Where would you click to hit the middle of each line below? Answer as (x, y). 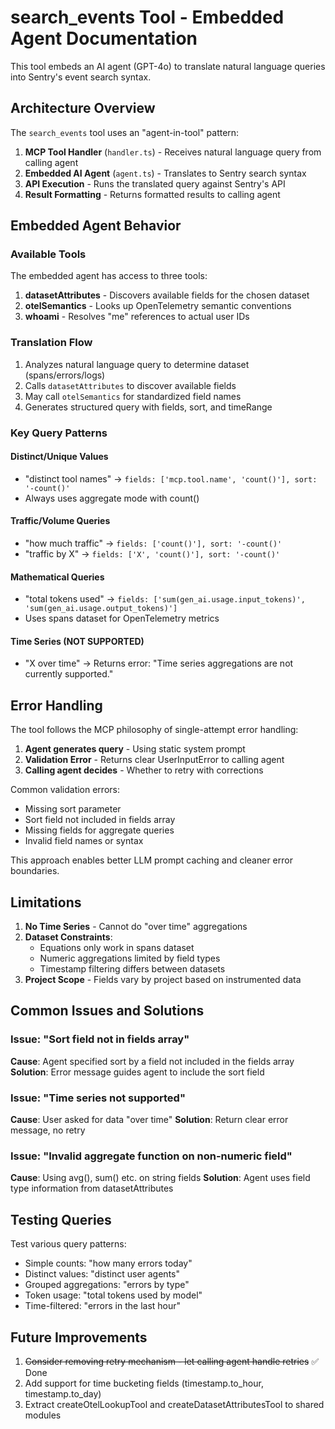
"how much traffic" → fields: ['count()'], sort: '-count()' (153, 543)
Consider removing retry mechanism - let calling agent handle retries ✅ (172, 1361)
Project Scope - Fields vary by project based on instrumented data (163, 980)
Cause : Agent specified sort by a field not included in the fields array (152, 1061)
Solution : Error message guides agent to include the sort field (137, 1072)
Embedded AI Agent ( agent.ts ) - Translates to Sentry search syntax (165, 173)
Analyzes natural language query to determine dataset (137, 364)
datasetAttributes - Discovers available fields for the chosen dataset (167, 295)
